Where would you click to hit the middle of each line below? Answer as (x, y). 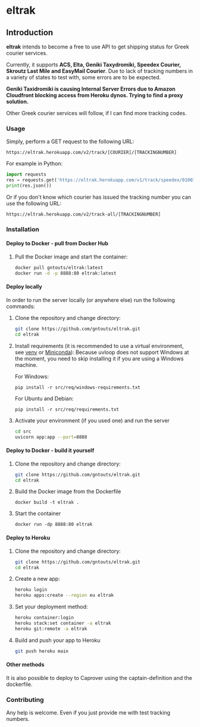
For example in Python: (35, 164)
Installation (23, 229)
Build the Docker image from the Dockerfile (68, 492)
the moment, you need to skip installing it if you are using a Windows (99, 358)
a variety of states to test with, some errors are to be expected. (84, 77)
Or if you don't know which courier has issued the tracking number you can (99, 197)
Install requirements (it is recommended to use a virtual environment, (99, 346)
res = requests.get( (32, 180)
